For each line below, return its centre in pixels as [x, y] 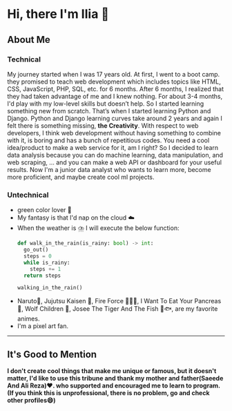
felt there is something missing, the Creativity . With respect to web [103, 125]
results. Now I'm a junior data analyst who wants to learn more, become [109, 169]
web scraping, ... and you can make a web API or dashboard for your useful [115, 162]
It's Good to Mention [52, 354]
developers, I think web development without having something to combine [114, 133]
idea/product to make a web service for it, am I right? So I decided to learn [113, 147]
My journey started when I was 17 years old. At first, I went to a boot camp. [114, 74]
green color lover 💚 [45, 210]
